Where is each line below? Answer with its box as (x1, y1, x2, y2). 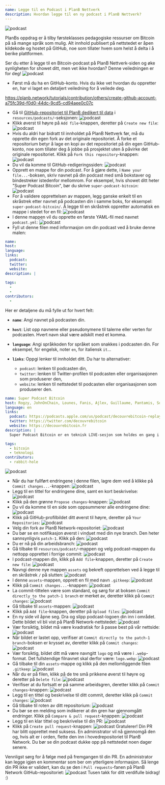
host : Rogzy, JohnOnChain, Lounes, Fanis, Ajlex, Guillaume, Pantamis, (5, 400, 155, 406)
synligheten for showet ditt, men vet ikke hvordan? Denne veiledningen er (5, 65, 154, 71)
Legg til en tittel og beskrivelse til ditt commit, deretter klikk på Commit (12, 692, 153, 698)
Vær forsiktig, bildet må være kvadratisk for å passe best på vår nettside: (12, 624, 160, 630)
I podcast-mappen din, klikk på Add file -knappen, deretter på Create (12, 556, 153, 562)
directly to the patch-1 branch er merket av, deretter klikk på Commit (12, 593, 155, 599)
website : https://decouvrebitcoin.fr (9, 423, 87, 428)
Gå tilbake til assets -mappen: (12, 603, 72, 609)
